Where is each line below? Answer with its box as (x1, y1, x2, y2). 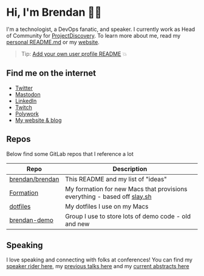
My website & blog (15, 116, 62, 124)
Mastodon (15, 90, 41, 98)
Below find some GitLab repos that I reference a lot (6, 150, 134, 157)
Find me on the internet (6, 68, 96, 78)
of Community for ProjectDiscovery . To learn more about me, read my (6, 32, 181, 39)
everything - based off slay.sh (64, 192, 152, 201)
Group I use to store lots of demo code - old (64, 212, 191, 220)
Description (112, 164, 148, 173)
